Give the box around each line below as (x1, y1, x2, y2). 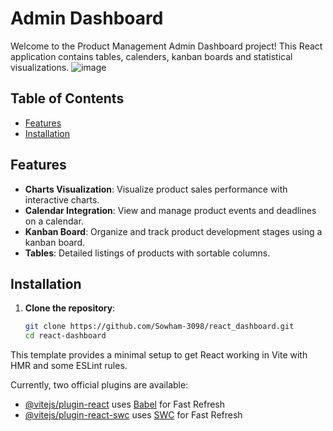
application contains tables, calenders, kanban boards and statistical (10, 50, 293, 62)
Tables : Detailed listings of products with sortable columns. (24, 247, 271, 259)
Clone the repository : (24, 302, 116, 314)
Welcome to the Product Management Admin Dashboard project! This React (10, 40, 323, 52)
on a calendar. (24, 215, 84, 227)
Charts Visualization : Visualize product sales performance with (24, 183, 288, 195)
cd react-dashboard (24, 331, 107, 341)
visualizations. (10, 61, 70, 73)
